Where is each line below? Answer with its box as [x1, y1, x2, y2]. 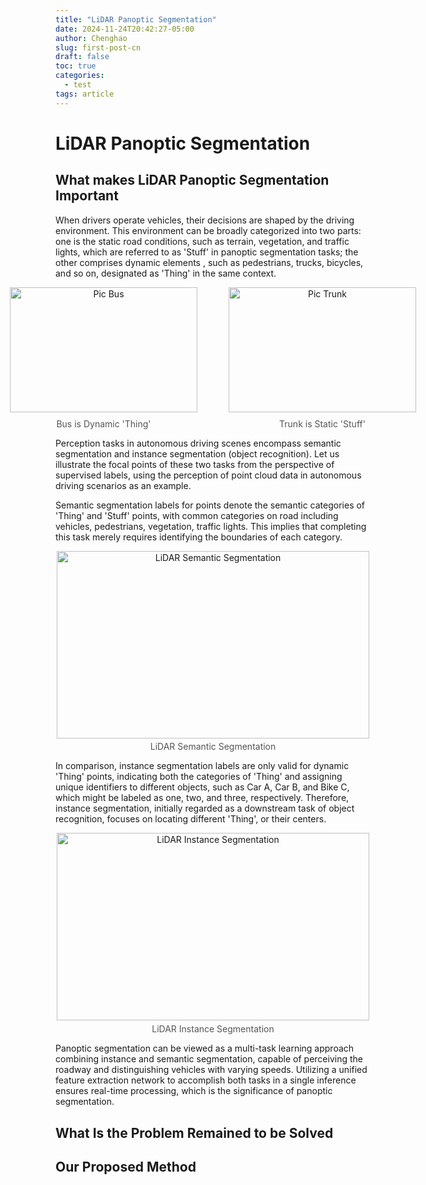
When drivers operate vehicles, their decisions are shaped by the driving [55, 214, 355, 226]
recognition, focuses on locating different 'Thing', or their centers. [55, 813, 327, 825]
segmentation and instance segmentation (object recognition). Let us [55, 447, 340, 460]
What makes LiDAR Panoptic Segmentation [55, 172, 330, 189]
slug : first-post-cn [55, 42, 142, 53]
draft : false [55, 52, 110, 62]
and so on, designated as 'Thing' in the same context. [55, 267, 277, 279]
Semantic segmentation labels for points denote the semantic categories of [55, 499, 366, 511]
